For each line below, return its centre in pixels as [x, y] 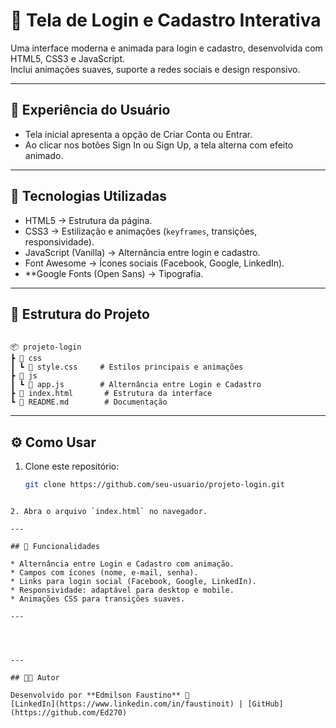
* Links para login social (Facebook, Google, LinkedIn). [133, 582]
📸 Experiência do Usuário [90, 110]
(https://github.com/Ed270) [69, 713]
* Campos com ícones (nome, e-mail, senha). [104, 573]
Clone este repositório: [72, 466]
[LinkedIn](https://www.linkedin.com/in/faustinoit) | [127, 704]
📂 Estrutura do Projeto [80, 314]
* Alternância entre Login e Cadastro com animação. [122, 564]
